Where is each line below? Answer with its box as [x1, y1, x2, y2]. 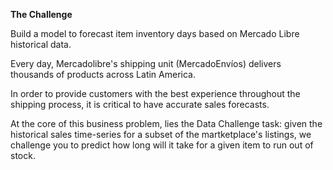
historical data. [10, 39, 72, 50]
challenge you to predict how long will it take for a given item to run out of [10, 139, 314, 151]
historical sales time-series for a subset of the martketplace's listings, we [10, 129, 312, 140]
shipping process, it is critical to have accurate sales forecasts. [10, 99, 270, 110]
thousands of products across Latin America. [10, 69, 196, 80]
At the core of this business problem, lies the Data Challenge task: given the [10, 118, 323, 129]
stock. [10, 150, 36, 161]
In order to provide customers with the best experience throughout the [10, 88, 301, 99]
